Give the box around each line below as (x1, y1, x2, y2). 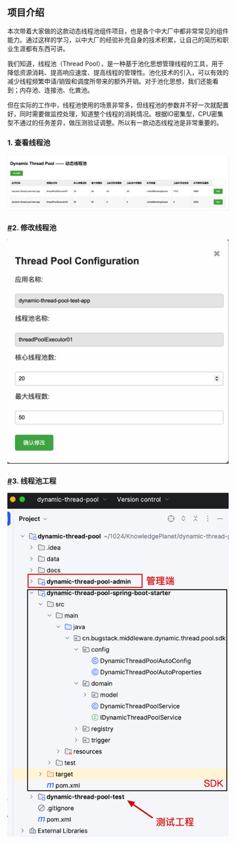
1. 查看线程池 (7, 137, 51, 147)
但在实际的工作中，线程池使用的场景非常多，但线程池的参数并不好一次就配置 (7, 101, 229, 109)
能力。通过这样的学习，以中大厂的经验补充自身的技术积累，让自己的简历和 (7, 35, 223, 44)
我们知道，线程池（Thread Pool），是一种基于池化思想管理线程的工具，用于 (7, 59, 225, 68)
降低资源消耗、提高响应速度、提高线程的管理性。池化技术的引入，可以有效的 (7, 68, 229, 76)
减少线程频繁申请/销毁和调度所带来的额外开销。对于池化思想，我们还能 (7, 77, 213, 85)
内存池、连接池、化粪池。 (19, 85, 93, 94)
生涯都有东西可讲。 (13, 44, 69, 53)
